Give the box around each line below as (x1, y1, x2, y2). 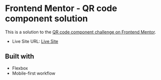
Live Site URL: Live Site (12, 38, 59, 44)
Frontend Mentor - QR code (5, 3, 117, 14)
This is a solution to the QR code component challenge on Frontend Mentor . (5, 29, 156, 35)
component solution (5, 13, 88, 24)
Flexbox (12, 65, 28, 71)
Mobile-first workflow (12, 70, 56, 76)
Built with (5, 53, 34, 61)
